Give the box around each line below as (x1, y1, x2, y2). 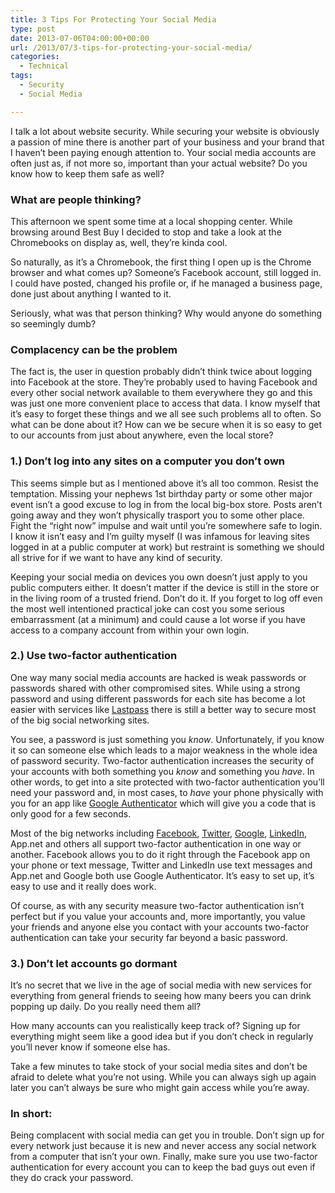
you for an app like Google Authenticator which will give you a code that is (10, 797, 317, 809)
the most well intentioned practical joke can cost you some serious (10, 602, 285, 615)
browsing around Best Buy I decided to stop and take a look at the (10, 226, 282, 238)
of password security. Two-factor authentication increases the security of (10, 754, 315, 766)
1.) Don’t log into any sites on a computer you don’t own (10, 454, 285, 468)
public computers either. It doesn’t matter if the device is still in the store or (10, 581, 320, 593)
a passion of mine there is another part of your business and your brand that (10, 136, 325, 148)
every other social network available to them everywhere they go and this (10, 387, 313, 399)
